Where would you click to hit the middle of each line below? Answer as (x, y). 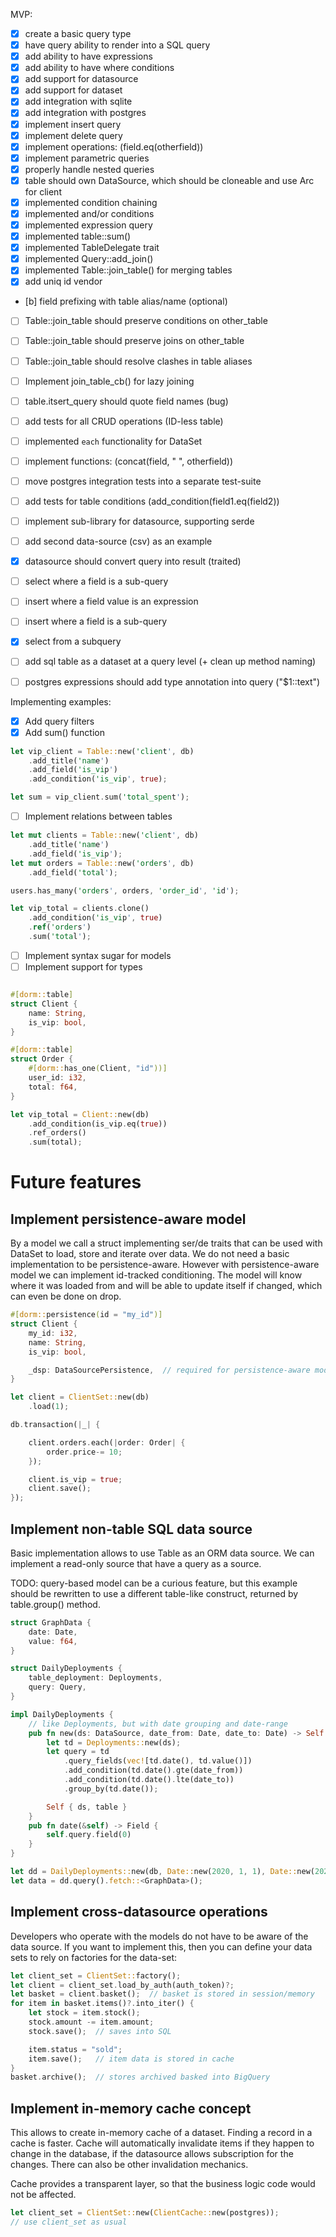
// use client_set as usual (69, 2222)
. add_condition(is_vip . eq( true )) (98, 1124)
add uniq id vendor (63, 281)
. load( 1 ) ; (49, 1407)
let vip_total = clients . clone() (80, 909)
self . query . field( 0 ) (89, 1835)
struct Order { (42, 1059)
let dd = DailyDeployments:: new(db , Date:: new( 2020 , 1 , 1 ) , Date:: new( (162, 1872)
